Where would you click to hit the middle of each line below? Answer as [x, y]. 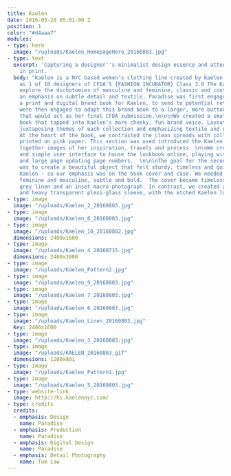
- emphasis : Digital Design [54, 443]
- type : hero [26, 45]
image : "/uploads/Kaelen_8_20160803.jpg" [74, 218]
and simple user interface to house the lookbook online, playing [117, 155]
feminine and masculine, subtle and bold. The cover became [109, 180]
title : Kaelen [27, 13]
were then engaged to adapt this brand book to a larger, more [112, 110]
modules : [20, 39]
